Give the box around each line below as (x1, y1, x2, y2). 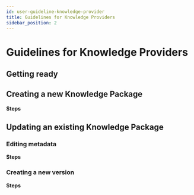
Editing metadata (6, 140, 57, 149)
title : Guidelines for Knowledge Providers (6, 14, 116, 20)
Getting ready (6, 69, 58, 79)
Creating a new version (6, 168, 75, 177)
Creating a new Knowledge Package (6, 89, 143, 99)
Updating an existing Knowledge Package (6, 122, 164, 133)
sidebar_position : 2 (6, 20, 58, 26)
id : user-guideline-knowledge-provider (6, 8, 105, 15)
